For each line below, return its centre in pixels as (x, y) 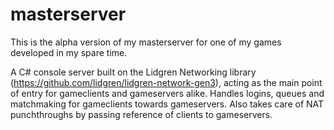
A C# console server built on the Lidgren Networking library (133, 72)
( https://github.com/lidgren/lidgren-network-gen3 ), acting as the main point (166, 82)
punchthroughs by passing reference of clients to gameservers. (141, 114)
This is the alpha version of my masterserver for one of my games (146, 42)
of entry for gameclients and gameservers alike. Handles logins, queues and (167, 93)
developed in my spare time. (69, 52)
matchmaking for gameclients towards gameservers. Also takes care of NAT (167, 104)
